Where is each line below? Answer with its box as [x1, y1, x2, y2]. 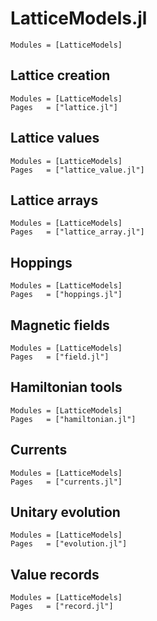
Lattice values [10, 130, 100, 147]
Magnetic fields [10, 317, 110, 334]
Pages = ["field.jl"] [10, 352, 110, 362]
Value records [10, 566, 100, 583]
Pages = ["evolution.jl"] [10, 539, 128, 549]
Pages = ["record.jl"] [10, 602, 114, 612]
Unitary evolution [10, 504, 121, 521]
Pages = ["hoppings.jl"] [10, 290, 123, 300]
